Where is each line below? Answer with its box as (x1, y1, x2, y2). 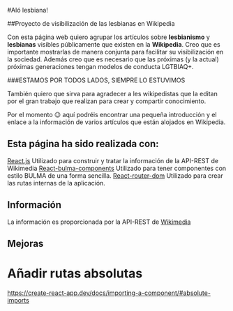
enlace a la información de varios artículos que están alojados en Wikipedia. (7, 118, 226, 126)
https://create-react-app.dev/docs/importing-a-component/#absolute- (7, 289, 211, 297)
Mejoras (7, 238, 44, 250)
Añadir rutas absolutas (7, 266, 143, 282)
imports (7, 296, 29, 304)
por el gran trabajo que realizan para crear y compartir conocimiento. (7, 97, 206, 105)
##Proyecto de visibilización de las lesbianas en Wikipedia (7, 20, 176, 27)
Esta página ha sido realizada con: (7, 138, 159, 150)
